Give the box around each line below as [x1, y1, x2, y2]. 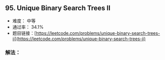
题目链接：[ [12, 30, 36, 36]
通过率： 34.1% [12, 24, 44, 30]
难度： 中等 [12, 17, 36, 24]
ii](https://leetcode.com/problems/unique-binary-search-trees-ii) [12, 36, 146, 42]
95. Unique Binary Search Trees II [5, 4, 111, 12]
